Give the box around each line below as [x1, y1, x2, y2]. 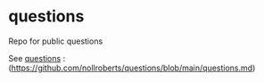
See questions [8, 53, 62, 63]
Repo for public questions [8, 36, 103, 46]
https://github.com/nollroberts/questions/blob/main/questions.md [11, 62, 253, 73]
